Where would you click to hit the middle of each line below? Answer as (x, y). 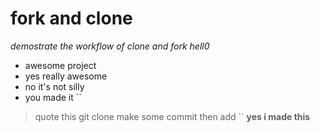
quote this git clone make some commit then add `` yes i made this (172, 116)
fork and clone (71, 18)
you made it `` (53, 97)
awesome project (60, 65)
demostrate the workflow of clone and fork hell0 (110, 46)
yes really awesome (66, 76)
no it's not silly (54, 86)
